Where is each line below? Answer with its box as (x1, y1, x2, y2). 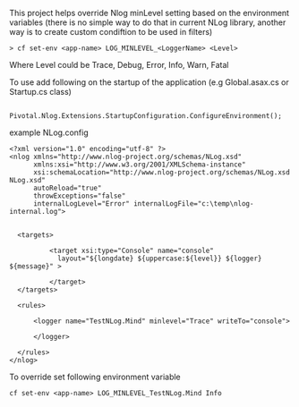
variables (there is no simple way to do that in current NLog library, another (9, 17, 286, 28)
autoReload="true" (32, 183, 102, 192)
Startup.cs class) (9, 87, 72, 97)
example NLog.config (9, 127, 89, 138)
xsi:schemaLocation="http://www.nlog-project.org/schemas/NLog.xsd (32, 168, 291, 177)
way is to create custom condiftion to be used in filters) (9, 27, 213, 37)
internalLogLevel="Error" (32, 199, 130, 208)
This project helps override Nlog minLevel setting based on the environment (9, 8, 289, 18)
